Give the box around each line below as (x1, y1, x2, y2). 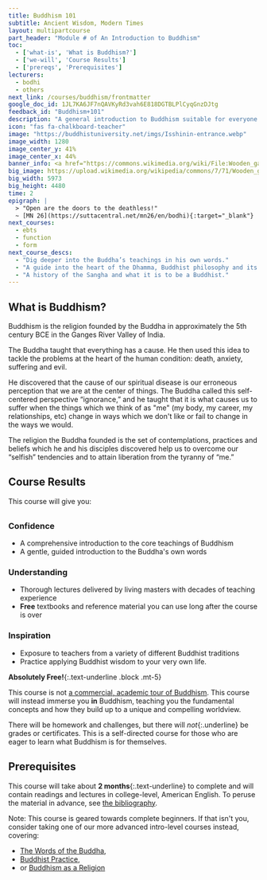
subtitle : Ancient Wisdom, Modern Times (8, 19, 145, 27)
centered (8, 395, 38, 405)
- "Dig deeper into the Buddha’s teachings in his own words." (15, 256, 229, 264)
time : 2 (8, 189, 34, 198)
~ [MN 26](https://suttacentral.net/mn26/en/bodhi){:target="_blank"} (15, 212, 254, 220)
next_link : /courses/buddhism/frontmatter (8, 93, 151, 101)
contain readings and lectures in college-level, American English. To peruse (8, 789, 256, 799)
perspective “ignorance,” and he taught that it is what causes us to (39, 395, 258, 405)
